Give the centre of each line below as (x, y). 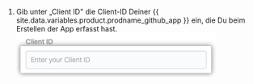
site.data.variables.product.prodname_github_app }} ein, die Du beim (131, 20)
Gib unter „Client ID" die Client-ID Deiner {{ (87, 12)
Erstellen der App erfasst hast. (67, 29)
